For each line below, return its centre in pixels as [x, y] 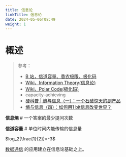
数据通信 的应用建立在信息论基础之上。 [46, 149]
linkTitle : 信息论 [24, 15]
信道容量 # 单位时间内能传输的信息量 [44, 129]
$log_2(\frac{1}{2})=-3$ [30, 139]
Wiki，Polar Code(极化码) [52, 89]
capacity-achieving [45, 95]
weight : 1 [16, 24]
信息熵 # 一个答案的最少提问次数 [39, 118]
